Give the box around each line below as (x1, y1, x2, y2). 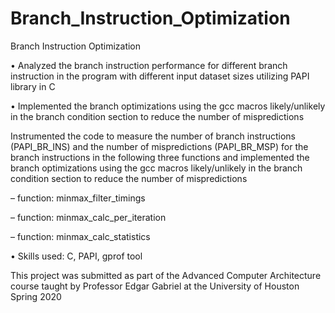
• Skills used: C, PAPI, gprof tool (10, 250, 143, 262)
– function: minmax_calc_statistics (10, 230, 151, 242)
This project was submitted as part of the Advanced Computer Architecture (10, 269, 322, 281)
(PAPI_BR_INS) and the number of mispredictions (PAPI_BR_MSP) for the (10, 140, 309, 152)
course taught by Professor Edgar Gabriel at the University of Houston (10, 280, 300, 292)
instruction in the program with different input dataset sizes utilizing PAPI (10, 70, 310, 82)
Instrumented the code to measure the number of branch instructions (10, 130, 297, 142)
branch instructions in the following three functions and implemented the (10, 151, 310, 163)
